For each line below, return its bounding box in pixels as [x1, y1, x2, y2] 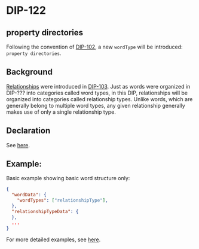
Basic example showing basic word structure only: [6, 175, 130, 182]
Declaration [6, 126, 51, 136]
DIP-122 [6, 4, 47, 17]
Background [6, 67, 53, 77]
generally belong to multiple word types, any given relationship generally [6, 102, 185, 109]
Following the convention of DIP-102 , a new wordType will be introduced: [6, 43, 183, 50]
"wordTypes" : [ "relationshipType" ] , [17, 198, 109, 204]
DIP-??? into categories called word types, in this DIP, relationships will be [6, 89, 188, 96]
